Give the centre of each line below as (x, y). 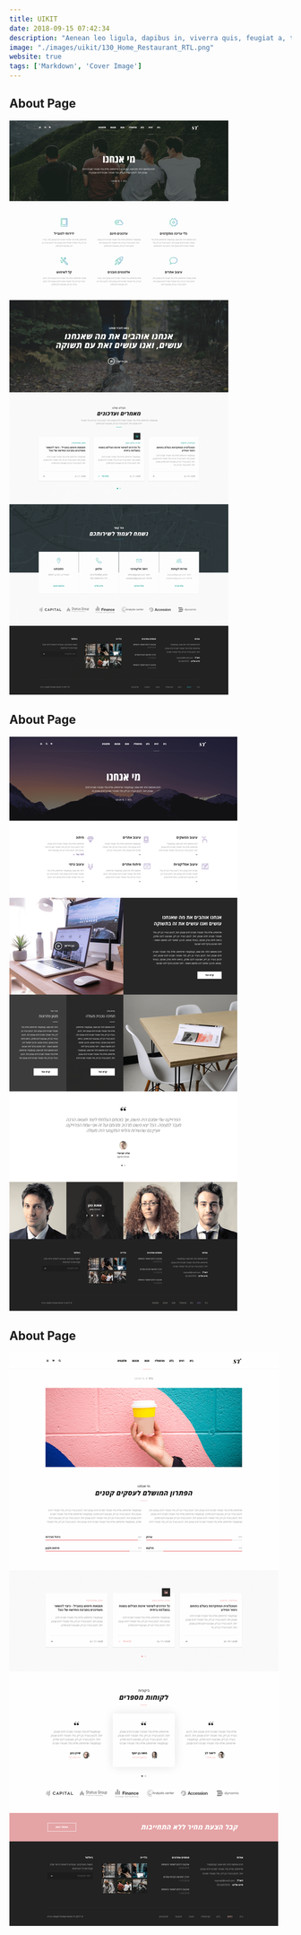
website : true (36, 57)
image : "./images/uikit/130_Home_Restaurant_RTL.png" (112, 48)
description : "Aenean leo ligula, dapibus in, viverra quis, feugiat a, (148, 38)
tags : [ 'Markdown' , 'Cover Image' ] (76, 66)
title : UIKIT (34, 19)
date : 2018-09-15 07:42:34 (60, 28)
